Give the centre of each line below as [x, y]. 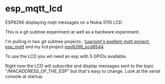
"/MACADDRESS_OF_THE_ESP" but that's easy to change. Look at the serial [83, 71]
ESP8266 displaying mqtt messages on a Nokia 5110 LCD [64, 22]
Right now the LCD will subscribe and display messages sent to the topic [80, 66]
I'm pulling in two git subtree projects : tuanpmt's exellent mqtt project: [78, 41]
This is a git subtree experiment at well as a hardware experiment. [73, 32]
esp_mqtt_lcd [34, 9]
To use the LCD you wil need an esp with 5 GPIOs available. [66, 56]
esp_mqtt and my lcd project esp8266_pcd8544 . [55, 46]
